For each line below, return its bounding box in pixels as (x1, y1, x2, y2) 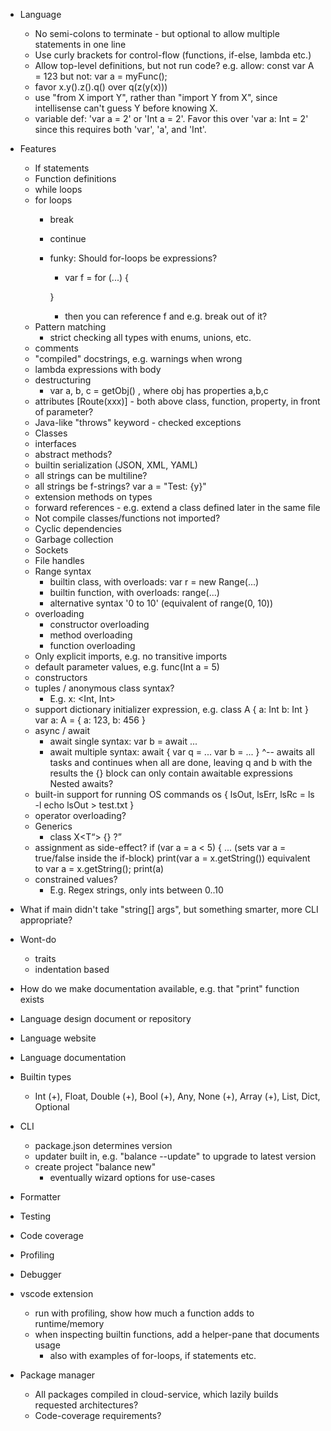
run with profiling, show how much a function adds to (34, 1307, 255, 1319)
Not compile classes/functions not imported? (34, 512, 221, 524)
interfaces (34, 438, 77, 449)
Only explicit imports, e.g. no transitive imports (34, 650, 228, 662)
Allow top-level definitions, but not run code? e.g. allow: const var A (34, 60, 315, 71)
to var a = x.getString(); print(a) (34, 863, 165, 874)
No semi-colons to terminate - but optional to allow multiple (34, 28, 280, 39)
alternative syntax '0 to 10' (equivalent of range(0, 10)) (49, 597, 274, 609)
